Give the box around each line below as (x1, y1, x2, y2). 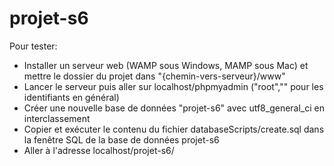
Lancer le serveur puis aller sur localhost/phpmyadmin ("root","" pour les (23, 80, 324, 92)
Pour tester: (9, 40, 58, 52)
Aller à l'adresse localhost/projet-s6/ (23, 144, 175, 156)
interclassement (23, 112, 91, 124)
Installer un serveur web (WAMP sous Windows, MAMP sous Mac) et (23, 59, 309, 71)
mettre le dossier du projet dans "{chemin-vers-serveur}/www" (23, 70, 286, 82)
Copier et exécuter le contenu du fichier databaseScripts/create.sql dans (23, 123, 325, 135)
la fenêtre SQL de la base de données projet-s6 (23, 133, 220, 146)
